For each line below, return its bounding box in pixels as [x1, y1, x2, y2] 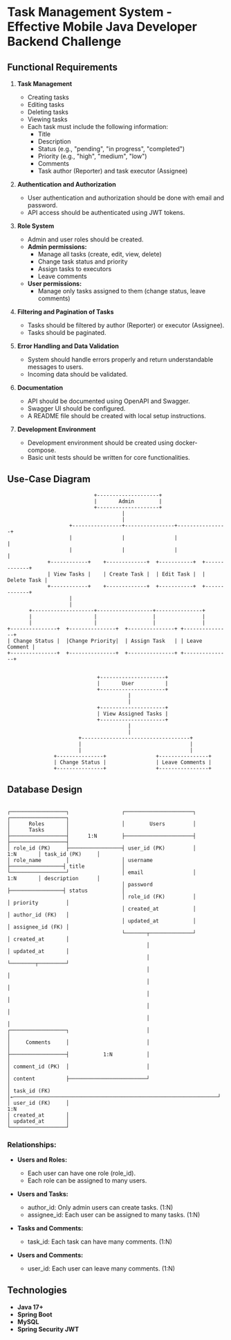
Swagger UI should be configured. [27, 404, 126, 413]
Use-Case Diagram [7, 473, 91, 486]
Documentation [17, 384, 64, 392]
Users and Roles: [17, 1156, 68, 1164]
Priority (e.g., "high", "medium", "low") [37, 152, 147, 160]
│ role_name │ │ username [7, 857, 154, 864]
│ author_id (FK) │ [7, 911, 70, 918]
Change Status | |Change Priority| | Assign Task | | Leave [13, 637, 203, 644]
